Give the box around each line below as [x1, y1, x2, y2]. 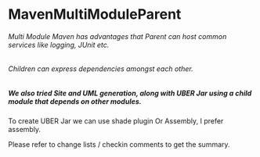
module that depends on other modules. [8, 97, 143, 106]
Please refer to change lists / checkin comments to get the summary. [8, 140, 230, 149]
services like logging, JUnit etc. [8, 40, 110, 49]
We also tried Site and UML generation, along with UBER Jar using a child [8, 88, 252, 98]
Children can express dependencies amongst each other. [8, 64, 193, 73]
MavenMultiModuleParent [8, 5, 182, 23]
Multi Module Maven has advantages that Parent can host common [8, 31, 227, 41]
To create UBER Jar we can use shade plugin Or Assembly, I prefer [8, 116, 224, 126]
